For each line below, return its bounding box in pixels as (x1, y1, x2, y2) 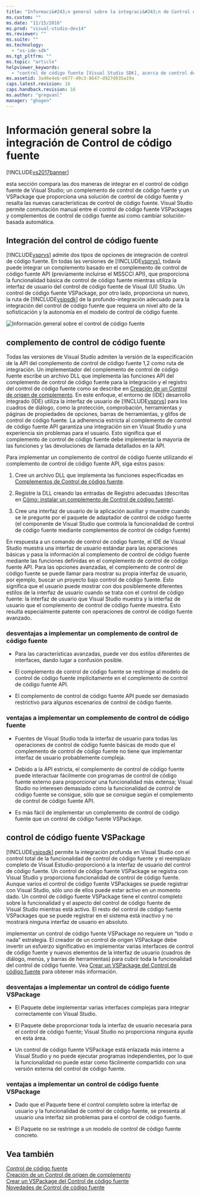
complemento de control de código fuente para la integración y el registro (6, 379, 187, 386)
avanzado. (6, 614, 32, 622)
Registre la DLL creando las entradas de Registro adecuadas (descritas (14, 489, 189, 497)
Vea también (6, 1149, 54, 1159)
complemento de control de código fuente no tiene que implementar (14, 748, 183, 755)
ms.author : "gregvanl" (6, 92, 62, 98)
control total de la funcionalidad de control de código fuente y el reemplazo (6, 855, 191, 862)
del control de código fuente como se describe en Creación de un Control (6, 385, 187, 392)
